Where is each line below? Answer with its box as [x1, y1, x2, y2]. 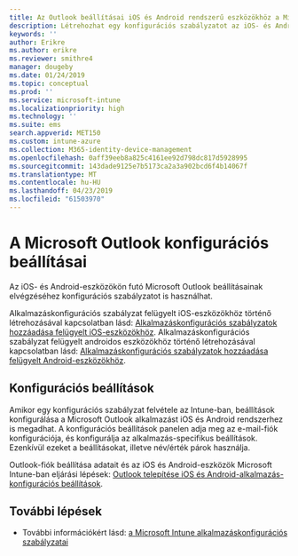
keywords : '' [9, 29, 58, 38]
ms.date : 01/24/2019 [9, 71, 86, 80]
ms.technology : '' [9, 112, 77, 121]
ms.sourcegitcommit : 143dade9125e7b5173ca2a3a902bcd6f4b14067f [9, 162, 248, 171]
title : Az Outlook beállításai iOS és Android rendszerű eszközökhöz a [9, 12, 279, 22]
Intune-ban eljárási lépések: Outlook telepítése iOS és [9, 468, 206, 480]
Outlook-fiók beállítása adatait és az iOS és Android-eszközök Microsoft [9, 459, 272, 470]
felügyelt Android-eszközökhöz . [9, 354, 127, 365]
